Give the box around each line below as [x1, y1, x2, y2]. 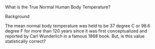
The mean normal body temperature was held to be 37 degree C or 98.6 [5, 23, 151, 29]
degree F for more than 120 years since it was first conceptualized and [5, 28, 148, 33]
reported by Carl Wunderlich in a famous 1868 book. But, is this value [5, 33, 145, 39]
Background [5, 14, 30, 19]
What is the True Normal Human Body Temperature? [5, 4, 111, 10]
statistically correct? [5, 38, 46, 44]
